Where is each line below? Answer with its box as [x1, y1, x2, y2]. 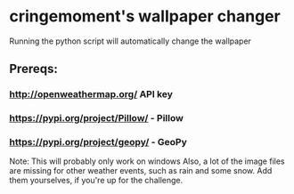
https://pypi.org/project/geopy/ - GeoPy [9, 136, 187, 149]
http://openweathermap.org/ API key [9, 88, 174, 101]
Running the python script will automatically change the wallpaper [9, 36, 252, 46]
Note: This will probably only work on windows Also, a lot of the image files [9, 156, 285, 166]
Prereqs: [9, 61, 58, 77]
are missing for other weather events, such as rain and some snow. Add [9, 166, 273, 176]
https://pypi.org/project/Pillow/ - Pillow [9, 112, 184, 125]
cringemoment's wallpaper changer [9, 6, 281, 27]
